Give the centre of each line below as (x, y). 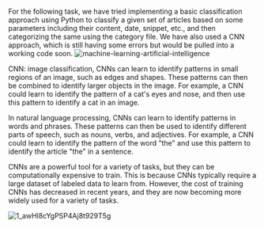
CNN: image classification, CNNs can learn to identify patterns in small (123, 69)
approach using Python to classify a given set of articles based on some (126, 20)
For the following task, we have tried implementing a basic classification (125, 11)
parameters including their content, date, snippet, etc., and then (112, 28)
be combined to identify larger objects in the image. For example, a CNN (126, 85)
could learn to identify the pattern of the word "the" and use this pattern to (130, 143)
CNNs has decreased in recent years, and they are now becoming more (125, 192)
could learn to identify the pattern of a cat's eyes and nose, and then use (127, 94)
